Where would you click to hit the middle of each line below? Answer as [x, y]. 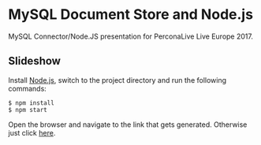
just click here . [32, 132]
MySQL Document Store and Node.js [131, 15]
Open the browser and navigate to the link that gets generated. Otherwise [128, 125]
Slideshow [35, 61]
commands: [28, 88]
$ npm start [28, 110]
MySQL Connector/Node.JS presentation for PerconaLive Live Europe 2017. [131, 36]
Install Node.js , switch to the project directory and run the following [117, 80]
